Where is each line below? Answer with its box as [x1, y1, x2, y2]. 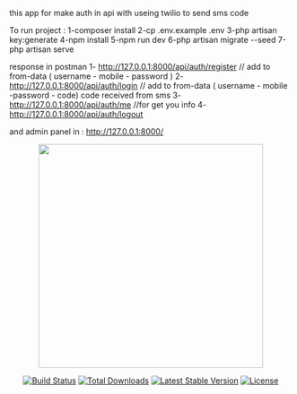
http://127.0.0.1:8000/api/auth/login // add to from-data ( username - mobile [9, 81, 288, 90]
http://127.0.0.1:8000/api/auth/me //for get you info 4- [9, 99, 207, 110]
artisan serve [25, 44, 74, 55]
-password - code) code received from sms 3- [9, 90, 182, 100]
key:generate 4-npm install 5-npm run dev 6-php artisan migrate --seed [9, 35, 276, 45]
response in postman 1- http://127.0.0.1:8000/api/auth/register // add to [9, 62, 271, 72]
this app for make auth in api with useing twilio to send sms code [9, 8, 249, 18]
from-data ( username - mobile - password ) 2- [9, 71, 184, 81]
